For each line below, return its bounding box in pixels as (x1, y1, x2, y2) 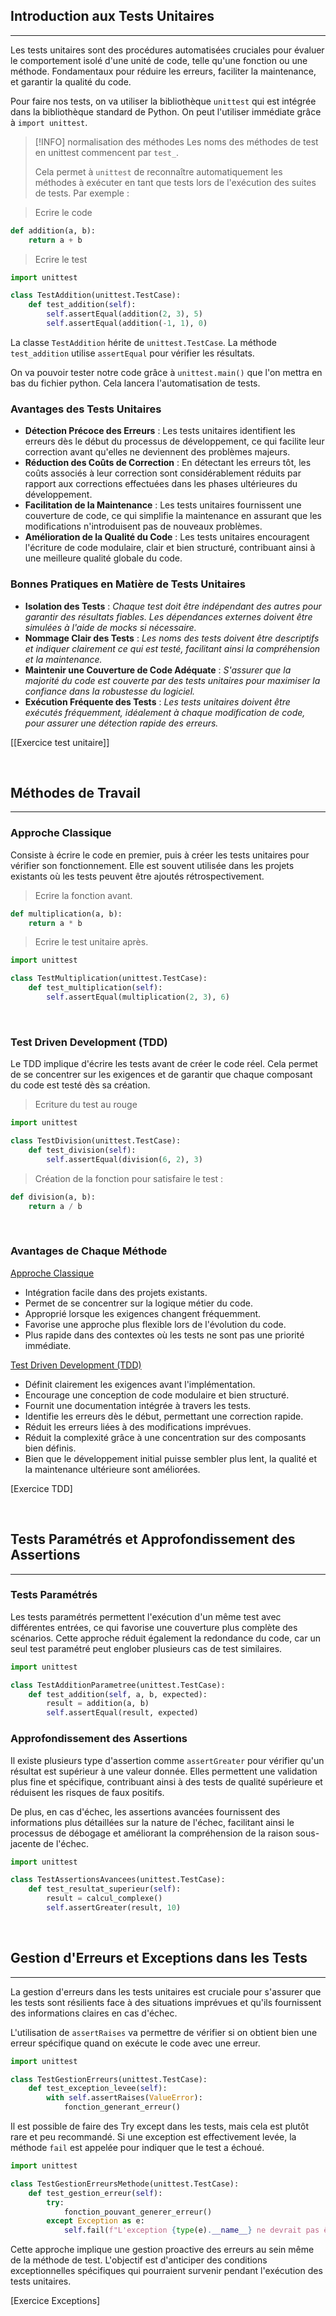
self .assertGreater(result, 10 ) (46, 1903, 182, 1913)
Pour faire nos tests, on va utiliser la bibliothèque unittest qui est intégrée (10, 95, 317, 107)
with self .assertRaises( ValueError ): (46, 2093, 203, 2103)
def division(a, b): (10, 1192, 97, 1202)
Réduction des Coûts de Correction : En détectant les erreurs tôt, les (24, 457, 312, 469)
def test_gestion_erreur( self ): (28, 2188, 163, 2198)
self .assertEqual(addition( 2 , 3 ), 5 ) (46, 309, 203, 319)
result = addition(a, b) (46, 1699, 150, 1709)
